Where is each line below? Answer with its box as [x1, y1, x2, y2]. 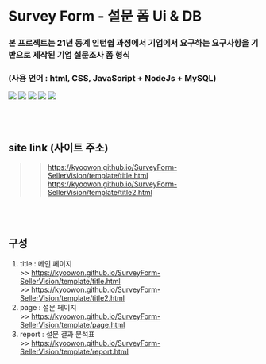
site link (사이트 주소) [8, 140, 109, 155]
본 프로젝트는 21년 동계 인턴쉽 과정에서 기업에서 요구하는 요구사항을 [8, 37, 249, 48]
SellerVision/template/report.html [19, 347, 129, 357]
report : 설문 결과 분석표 [19, 330, 95, 339]
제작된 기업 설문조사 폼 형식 [33, 49, 131, 60]
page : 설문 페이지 [19, 303, 77, 312]
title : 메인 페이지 [19, 259, 73, 269]
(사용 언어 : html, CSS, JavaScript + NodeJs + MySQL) [8, 73, 217, 84]
